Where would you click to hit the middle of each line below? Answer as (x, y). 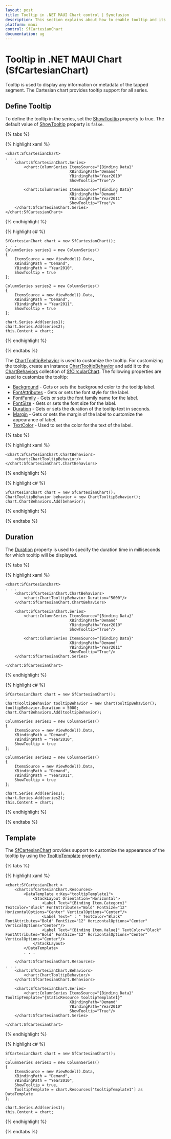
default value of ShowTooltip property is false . (55, 124)
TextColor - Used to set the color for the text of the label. (73, 425)
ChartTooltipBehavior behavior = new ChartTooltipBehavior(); (73, 497)
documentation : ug (25, 34)
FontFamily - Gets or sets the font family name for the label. (76, 398)
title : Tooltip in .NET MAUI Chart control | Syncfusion (67, 15)
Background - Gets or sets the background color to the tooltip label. (84, 387)
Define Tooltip (28, 106)
